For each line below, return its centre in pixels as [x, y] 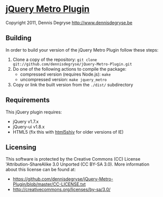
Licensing [21, 147]
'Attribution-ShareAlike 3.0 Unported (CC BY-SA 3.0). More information [78, 164]
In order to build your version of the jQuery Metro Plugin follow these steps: [82, 50]
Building [18, 38]
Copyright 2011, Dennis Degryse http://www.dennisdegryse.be [69, 23]
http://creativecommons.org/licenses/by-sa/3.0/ [62, 190]
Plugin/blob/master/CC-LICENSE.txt [49, 184]
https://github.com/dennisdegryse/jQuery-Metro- [63, 179]
